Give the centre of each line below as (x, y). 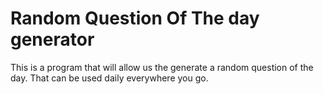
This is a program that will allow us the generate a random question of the (162, 67)
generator (52, 39)
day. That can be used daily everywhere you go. (109, 78)
